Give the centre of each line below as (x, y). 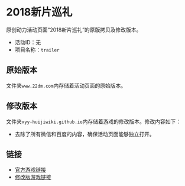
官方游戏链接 (30, 170)
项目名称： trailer (37, 49)
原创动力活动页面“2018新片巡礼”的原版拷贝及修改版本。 (74, 30)
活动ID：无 (28, 42)
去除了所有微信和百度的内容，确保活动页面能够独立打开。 (85, 134)
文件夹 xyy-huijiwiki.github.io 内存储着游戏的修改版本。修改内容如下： (94, 121)
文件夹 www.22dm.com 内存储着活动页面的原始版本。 (66, 85)
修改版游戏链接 (33, 177)
